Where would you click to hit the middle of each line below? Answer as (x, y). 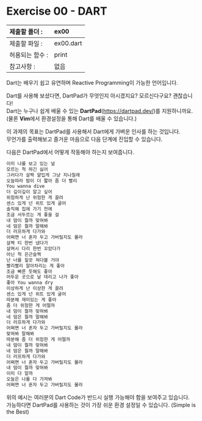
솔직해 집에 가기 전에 (29, 209)
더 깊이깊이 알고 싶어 (29, 192)
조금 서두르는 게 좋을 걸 (33, 215)
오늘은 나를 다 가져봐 (29, 380)
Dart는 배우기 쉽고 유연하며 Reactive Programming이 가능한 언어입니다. (92, 82)
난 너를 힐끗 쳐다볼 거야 (33, 260)
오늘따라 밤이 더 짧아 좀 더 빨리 (42, 181)
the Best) (18, 412)
